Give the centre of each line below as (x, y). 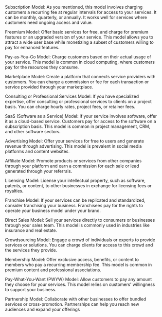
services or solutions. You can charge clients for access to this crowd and (79, 245)
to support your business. (31, 290)
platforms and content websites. (37, 151)
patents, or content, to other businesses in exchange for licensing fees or (78, 186)
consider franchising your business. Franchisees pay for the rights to (74, 205)
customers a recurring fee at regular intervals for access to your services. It (81, 12)
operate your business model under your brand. (53, 211)
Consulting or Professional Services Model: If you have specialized (72, 96)
